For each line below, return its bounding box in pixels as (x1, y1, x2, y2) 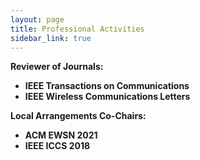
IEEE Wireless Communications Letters (24, 91, 191, 103)
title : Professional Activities (10, 24, 145, 34)
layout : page (10, 14, 65, 25)
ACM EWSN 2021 (24, 129, 98, 141)
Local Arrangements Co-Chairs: (10, 110, 147, 122)
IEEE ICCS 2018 (24, 140, 91, 152)
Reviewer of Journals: (10, 61, 104, 73)
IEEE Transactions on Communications (24, 80, 190, 92)
